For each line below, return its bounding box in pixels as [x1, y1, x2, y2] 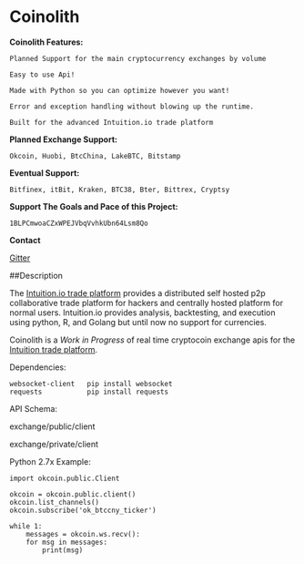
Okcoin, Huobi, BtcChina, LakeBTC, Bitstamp [9, 151, 181, 160]
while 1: [9, 521, 43, 530]
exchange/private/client [9, 438, 98, 449]
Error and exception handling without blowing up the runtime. [9, 102, 255, 111]
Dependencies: [9, 362, 66, 373]
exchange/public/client [9, 421, 96, 432]
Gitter [9, 252, 31, 263]
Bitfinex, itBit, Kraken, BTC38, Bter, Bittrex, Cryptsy [9, 185, 230, 194]
